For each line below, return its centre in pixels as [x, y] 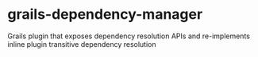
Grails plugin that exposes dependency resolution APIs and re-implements [129, 36]
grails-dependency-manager [105, 14]
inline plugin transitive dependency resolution [82, 44]
